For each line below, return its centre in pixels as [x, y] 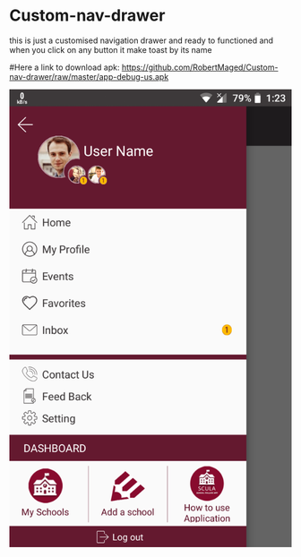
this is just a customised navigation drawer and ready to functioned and [142, 40]
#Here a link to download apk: [64, 67]
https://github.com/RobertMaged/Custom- [200, 67]
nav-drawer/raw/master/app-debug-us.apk [89, 76]
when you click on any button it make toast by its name [111, 49]
